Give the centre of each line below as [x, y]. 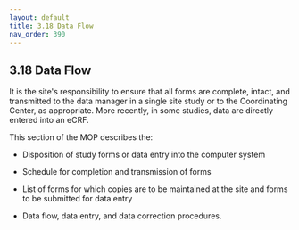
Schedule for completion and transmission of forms [116, 172]
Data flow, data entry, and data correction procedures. [122, 216]
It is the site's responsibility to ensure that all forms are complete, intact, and [149, 92]
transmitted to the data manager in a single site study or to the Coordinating [149, 101]
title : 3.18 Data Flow [51, 26]
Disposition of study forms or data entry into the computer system [144, 155]
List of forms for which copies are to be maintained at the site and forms [155, 189]
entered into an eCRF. [49, 120]
